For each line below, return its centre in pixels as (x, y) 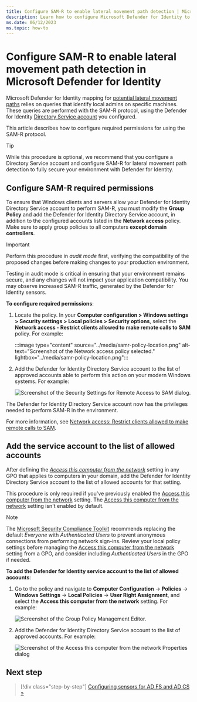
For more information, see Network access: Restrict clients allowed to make (97, 422)
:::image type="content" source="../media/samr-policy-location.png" (98, 345)
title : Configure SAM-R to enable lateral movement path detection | (93, 11)
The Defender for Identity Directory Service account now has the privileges (97, 404)
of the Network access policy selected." (107, 351)
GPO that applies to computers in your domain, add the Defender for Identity (98, 476)
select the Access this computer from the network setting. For (91, 601)
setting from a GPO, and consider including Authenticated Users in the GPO (97, 553)
